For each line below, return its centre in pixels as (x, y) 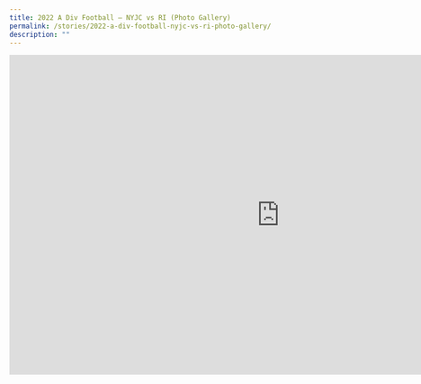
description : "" (40, 34)
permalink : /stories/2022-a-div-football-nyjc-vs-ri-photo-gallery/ (140, 26)
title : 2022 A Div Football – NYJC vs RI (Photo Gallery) (120, 18)
